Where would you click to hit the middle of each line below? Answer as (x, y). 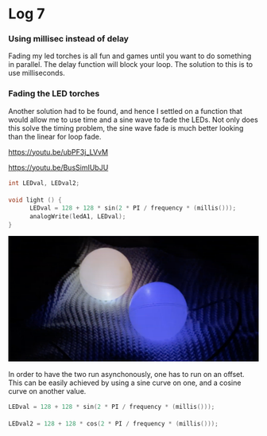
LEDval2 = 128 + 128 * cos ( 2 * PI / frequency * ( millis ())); (113, 423)
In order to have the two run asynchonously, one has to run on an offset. (126, 375)
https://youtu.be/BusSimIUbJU (58, 167)
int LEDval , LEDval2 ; (44, 183)
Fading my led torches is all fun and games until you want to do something (130, 56)
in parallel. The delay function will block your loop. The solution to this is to (131, 65)
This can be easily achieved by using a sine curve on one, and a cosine (125, 383)
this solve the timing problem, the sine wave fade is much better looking (126, 128)
